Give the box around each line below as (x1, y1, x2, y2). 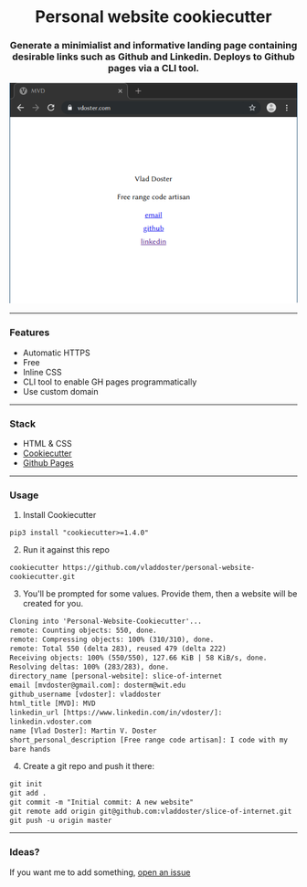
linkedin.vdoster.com (9, 717, 92, 727)
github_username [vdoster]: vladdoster (9, 690, 162, 700)
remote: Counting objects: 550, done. (9, 626, 157, 636)
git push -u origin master (9, 816, 112, 826)
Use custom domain (22, 385, 99, 396)
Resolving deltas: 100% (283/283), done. (9, 662, 170, 672)
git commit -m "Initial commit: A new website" (9, 797, 195, 808)
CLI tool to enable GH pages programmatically (22, 376, 197, 387)
